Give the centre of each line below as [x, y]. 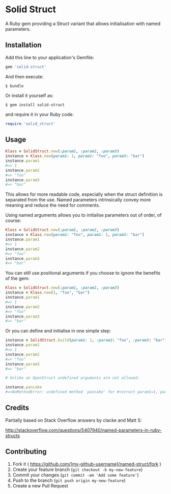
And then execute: [24, 76]
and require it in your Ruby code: [39, 114]
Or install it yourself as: [29, 95]
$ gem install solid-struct [35, 105]
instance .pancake [24, 387]
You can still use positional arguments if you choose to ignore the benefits [83, 273]
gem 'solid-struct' [26, 67]
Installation [23, 45]
